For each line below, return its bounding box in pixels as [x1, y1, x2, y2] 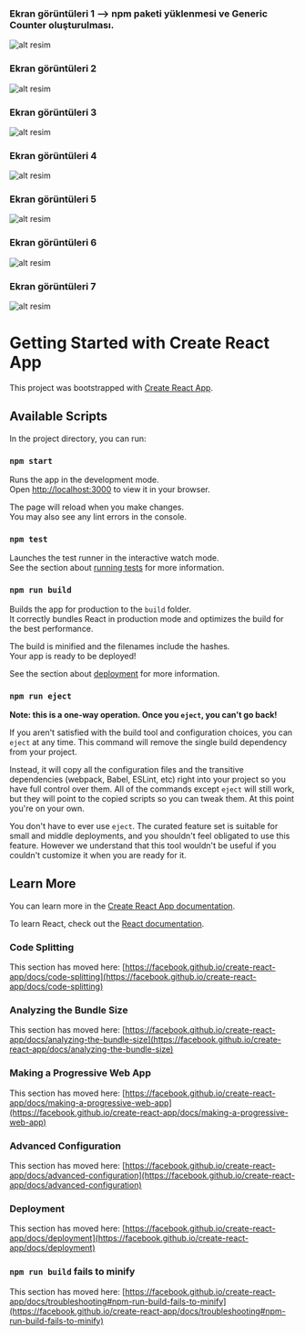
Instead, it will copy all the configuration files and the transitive [9, 764, 244, 775]
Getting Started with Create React [9, 332, 270, 353]
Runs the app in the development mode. [9, 474, 159, 486]
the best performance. [9, 623, 94, 634]
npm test [9, 534, 48, 545]
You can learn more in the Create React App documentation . [9, 900, 236, 911]
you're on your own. [9, 803, 85, 815]
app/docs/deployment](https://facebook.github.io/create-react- [9, 1233, 249, 1244]
